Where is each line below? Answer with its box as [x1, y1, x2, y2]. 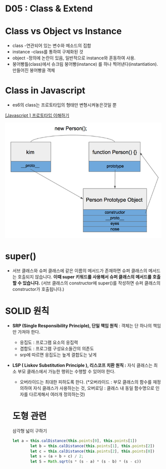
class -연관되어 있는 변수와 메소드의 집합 [12, 43, 92, 48]
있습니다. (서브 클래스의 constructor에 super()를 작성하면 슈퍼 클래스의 [22, 280, 161, 286]
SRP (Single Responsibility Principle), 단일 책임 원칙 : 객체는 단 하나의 [12, 323, 152, 328]
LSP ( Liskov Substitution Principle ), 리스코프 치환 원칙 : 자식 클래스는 [12, 362, 153, 368]
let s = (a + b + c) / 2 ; [30, 454, 84, 459]
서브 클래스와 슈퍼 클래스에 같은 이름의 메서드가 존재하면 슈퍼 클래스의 [12, 268, 148, 274]
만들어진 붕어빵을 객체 [12, 67, 55, 73]
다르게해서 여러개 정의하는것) [29, 391, 85, 397]
